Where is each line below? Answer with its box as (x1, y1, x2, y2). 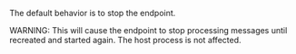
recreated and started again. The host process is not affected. (9, 35, 242, 45)
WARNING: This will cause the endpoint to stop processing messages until (9, 25, 288, 35)
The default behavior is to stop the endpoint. (9, 8, 176, 18)
